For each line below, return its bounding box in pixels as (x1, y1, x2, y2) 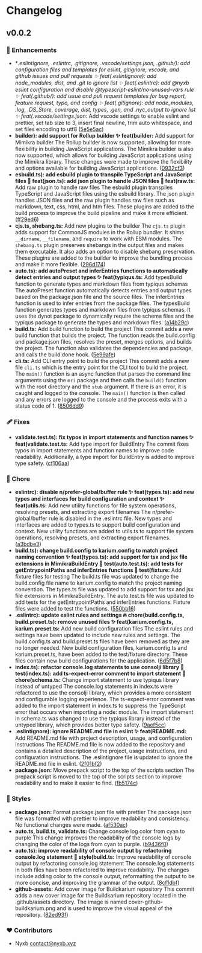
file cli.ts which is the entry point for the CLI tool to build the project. (14, 364, 188, 371)
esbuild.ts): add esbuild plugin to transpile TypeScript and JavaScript (14, 170, 192, 178)
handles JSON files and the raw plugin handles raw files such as (14, 196, 174, 204)
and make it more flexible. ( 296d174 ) (14, 260, 106, 268)
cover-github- (128, 898, 164, 905)
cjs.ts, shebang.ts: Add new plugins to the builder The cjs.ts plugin (14, 222, 186, 229)
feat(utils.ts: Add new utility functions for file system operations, (14, 502, 176, 509)
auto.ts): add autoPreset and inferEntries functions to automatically (14, 267, 188, 274)
